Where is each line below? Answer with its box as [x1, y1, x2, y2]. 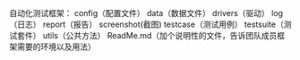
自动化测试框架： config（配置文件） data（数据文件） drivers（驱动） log [9, 8, 284, 18]
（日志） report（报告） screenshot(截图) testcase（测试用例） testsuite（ [9, 19, 284, 30]
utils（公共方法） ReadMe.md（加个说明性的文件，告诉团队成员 [42, 30, 278, 40]
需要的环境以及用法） [16, 41, 96, 52]
